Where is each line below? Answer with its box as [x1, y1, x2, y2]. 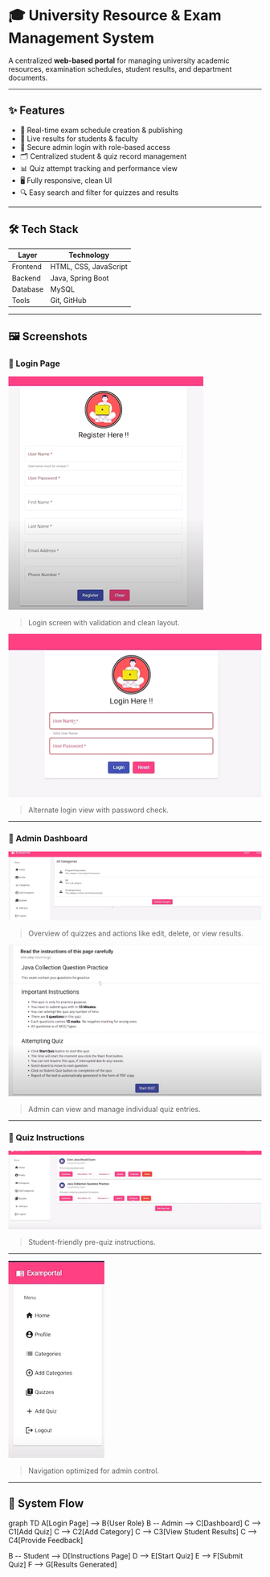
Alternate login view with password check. [27, 805, 169, 815]
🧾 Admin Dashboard [8, 832, 88, 844]
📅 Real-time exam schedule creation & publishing [19, 125, 183, 135]
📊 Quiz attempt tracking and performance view [19, 163, 178, 173]
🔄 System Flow [8, 1496, 84, 1511]
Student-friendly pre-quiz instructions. [27, 1237, 156, 1247]
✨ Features [8, 104, 65, 118]
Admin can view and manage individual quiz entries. [27, 1104, 201, 1114]
